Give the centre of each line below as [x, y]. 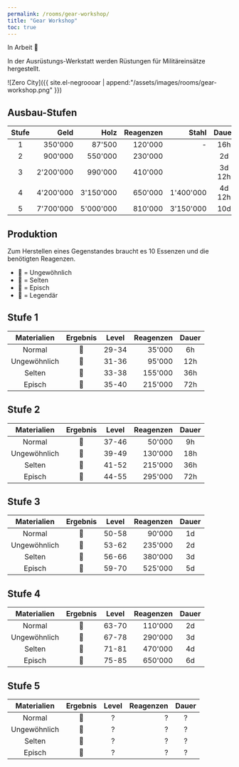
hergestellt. [24, 69]
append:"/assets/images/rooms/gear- [161, 83]
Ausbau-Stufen [42, 112]
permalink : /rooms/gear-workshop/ [59, 14]
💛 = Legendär [38, 295]
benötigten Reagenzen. [42, 259]
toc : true [22, 27]
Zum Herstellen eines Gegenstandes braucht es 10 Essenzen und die [108, 251]
